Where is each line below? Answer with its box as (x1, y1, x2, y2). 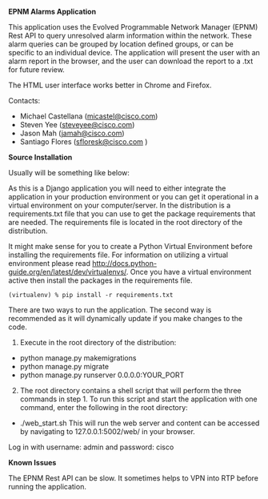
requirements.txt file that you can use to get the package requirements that (8, 209, 256, 219)
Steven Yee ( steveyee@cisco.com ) (19, 120, 135, 129)
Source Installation (8, 152, 73, 162)
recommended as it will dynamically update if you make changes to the (8, 314, 242, 323)
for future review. (8, 65, 66, 74)
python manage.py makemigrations (19, 353, 137, 363)
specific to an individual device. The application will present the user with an (8, 48, 260, 57)
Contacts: (8, 96, 41, 105)
